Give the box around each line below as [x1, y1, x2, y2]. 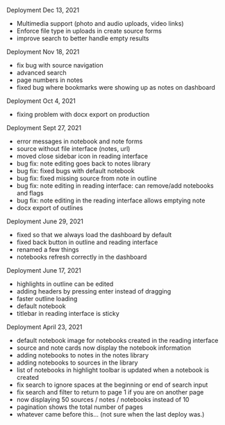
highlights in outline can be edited [16, 280, 114, 288]
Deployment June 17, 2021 [6, 266, 81, 274]
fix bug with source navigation [16, 61, 103, 69]
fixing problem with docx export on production [16, 111, 150, 118]
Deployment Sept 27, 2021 [6, 124, 81, 131]
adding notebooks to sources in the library [16, 358, 138, 367]
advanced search [16, 69, 67, 77]
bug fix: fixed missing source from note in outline [16, 174, 157, 182]
